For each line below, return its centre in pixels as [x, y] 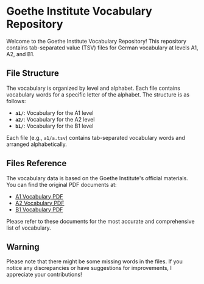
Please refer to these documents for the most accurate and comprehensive [100, 221]
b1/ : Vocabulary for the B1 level [54, 126]
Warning [23, 246]
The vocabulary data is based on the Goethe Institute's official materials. [97, 178]
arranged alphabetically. [37, 144]
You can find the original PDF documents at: [62, 184]
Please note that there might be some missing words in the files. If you [94, 261]
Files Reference [37, 163]
